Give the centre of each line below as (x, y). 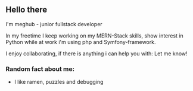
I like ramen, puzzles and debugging (59, 82)
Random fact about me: (40, 69)
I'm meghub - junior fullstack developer (54, 24)
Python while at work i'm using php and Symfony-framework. (81, 42)
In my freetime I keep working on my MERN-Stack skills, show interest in (95, 36)
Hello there (27, 10)
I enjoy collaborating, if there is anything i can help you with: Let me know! (97, 54)
